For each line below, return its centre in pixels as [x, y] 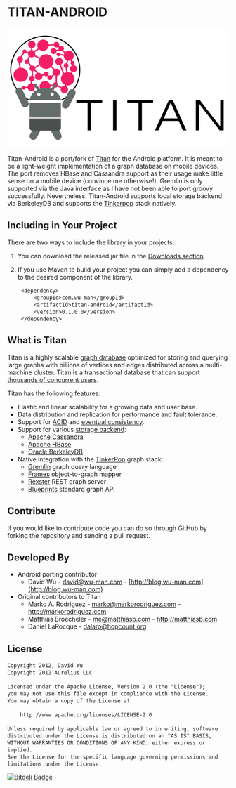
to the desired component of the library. [75, 277]
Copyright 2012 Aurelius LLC [50, 673]
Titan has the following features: [54, 393]
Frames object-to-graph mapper [75, 474]
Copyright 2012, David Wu [45, 666]
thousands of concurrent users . [53, 379]
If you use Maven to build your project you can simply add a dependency [123, 269]
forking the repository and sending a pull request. [79, 535]
